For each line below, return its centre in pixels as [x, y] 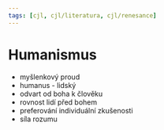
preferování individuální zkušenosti [76, 110]
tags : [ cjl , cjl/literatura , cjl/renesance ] [82, 15]
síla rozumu [38, 119]
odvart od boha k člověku [61, 94]
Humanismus [52, 54]
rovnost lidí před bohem [58, 102]
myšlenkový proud [50, 77]
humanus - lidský [48, 85]
